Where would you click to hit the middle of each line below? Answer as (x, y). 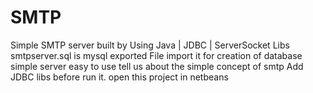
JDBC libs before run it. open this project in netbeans (119, 77)
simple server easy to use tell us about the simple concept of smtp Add (157, 66)
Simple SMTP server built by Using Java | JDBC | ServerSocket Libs (150, 45)
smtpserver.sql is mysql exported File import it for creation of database (156, 55)
